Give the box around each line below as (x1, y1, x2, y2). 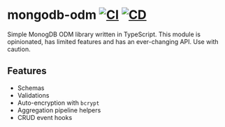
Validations (17, 91, 50, 99)
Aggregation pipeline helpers (17, 105, 101, 114)
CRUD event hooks (17, 113, 73, 121)
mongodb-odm (7, 7, 96, 23)
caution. (7, 45, 31, 53)
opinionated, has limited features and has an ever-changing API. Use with (7, 37, 219, 45)
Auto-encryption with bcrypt (17, 98, 100, 107)
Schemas (17, 84, 45, 92)
